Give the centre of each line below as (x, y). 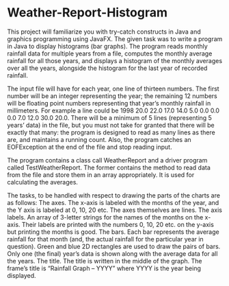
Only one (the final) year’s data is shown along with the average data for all (112, 253)
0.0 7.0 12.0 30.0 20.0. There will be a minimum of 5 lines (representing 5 (109, 117)
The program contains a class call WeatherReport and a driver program (107, 160)
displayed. (22, 275)
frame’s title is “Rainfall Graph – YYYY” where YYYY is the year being (104, 268)
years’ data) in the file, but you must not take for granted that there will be (111, 125)
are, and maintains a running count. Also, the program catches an (99, 139)
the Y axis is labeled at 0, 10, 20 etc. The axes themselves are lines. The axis (114, 210)
